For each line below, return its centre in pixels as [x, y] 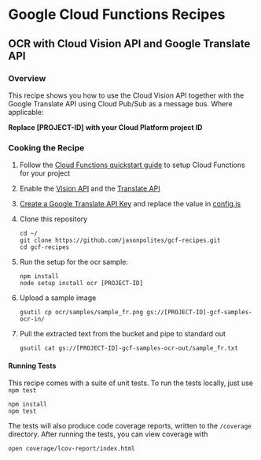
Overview [27, 78]
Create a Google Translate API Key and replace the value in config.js [130, 204]
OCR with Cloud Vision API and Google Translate [129, 44]
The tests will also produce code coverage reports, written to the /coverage [130, 426]
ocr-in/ [32, 319]
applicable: [26, 112]
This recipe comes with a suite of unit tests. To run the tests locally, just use [131, 383]
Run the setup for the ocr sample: [74, 262]
